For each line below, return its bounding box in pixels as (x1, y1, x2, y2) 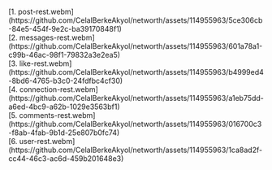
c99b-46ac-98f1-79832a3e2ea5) (8, 50, 120, 59)
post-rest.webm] (17, 7, 75, 16)
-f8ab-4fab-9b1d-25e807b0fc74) (8, 128, 120, 137)
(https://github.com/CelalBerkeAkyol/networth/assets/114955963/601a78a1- (8, 41, 263, 50)
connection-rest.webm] (19, 85, 99, 94)
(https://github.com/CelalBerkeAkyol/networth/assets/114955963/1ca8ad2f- (8, 145, 262, 155)
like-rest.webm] (19, 59, 72, 68)
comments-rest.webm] (19, 111, 96, 120)
